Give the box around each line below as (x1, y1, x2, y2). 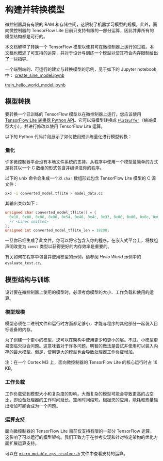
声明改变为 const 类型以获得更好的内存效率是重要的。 (5, 244, 112, 249)
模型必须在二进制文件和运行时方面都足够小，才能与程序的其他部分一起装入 (5, 321, 154, 327)
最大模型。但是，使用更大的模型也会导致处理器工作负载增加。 (13, 349, 137, 355)
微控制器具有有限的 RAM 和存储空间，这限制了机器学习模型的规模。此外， (5, 21, 153, 27)
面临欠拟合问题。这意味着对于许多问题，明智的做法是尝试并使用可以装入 (9, 343, 154, 349)
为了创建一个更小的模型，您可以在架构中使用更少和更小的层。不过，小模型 (5, 337, 154, 343)
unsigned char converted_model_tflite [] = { (5, 210, 97, 215)
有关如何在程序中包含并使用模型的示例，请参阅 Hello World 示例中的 (5, 254, 142, 260)
